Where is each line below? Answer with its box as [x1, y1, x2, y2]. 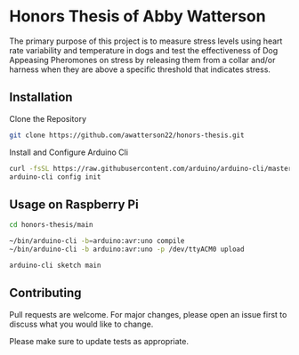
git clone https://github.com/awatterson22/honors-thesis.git [9, 131, 245, 140]
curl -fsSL [9, 164, 50, 173]
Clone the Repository [9, 113, 87, 124]
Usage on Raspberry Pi [9, 197, 140, 212]
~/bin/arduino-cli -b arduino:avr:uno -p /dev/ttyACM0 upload [9, 245, 245, 254]
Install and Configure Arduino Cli [9, 147, 129, 157]
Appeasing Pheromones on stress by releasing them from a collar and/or [9, 54, 276, 65]
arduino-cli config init [9, 172, 101, 182]
